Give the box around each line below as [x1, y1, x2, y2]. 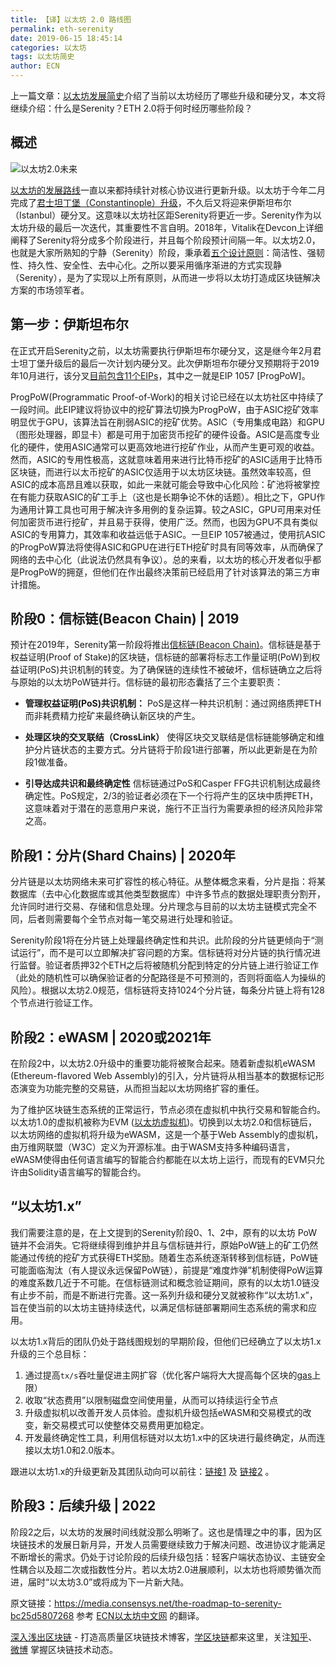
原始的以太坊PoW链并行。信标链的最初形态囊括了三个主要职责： [18, 676, 284, 688]
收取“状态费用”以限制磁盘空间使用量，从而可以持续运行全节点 [24, 1394, 279, 1406]
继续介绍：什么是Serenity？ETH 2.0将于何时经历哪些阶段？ [10, 102, 253, 114]
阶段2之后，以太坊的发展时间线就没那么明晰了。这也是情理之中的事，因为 [10, 1526, 314, 1538]
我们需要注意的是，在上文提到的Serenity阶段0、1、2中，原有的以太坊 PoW [10, 1226, 318, 1238]
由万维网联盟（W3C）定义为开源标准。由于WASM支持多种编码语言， [10, 1141, 295, 1153]
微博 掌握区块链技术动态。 [10, 1643, 118, 1655]
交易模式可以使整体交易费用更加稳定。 [51, 1419, 210, 1431]
